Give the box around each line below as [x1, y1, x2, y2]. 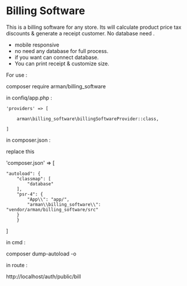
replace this [6, 148, 35, 155]
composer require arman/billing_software [6, 82, 106, 89]
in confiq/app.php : [6, 94, 52, 101]
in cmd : [6, 238, 26, 245]
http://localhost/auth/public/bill [6, 272, 81, 280]
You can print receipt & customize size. [14, 60, 110, 67]
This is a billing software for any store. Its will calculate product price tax [6, 24, 182, 31]
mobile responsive [14, 41, 60, 48]
